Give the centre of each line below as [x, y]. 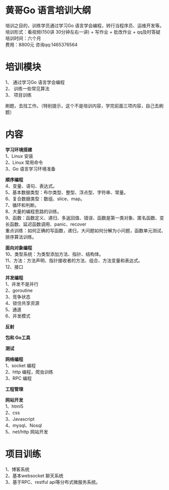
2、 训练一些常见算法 [27, 88]
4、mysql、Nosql [24, 425]
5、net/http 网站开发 [27, 431]
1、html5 [15, 406]
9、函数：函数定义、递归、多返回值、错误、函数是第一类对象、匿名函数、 [82, 217]
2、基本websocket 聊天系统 [34, 475]
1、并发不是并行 [22, 284]
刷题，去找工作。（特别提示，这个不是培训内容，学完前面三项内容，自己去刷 [84, 105]
